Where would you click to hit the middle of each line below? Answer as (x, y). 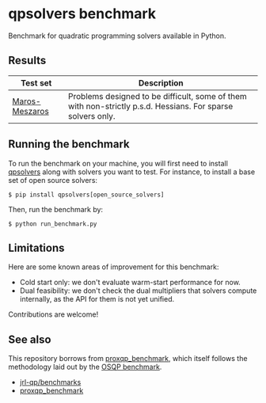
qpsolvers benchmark (82, 14)
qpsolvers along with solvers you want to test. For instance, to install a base (132, 172)
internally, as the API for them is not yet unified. (97, 299)
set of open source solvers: (53, 180)
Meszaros (30, 111)
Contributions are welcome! (53, 314)
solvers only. (92, 116)
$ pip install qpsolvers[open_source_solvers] (86, 195)
